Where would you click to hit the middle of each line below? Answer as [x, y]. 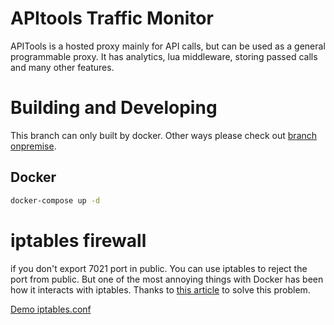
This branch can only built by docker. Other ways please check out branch [164, 135]
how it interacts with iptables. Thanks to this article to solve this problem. [160, 289]
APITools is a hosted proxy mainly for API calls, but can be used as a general [168, 46]
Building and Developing [114, 108]
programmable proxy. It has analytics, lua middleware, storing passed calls [164, 56]
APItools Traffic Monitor [112, 18]
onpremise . [33, 146]
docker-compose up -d [55, 200]
